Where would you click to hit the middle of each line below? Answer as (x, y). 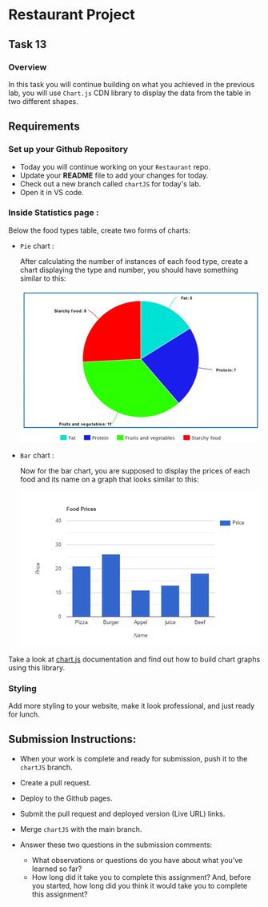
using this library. (37, 667)
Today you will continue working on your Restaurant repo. (115, 166)
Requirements (44, 127)
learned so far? (57, 869)
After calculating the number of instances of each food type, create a (134, 261)
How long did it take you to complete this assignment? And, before (142, 877)
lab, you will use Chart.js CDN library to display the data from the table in (130, 93)
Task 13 (28, 44)
